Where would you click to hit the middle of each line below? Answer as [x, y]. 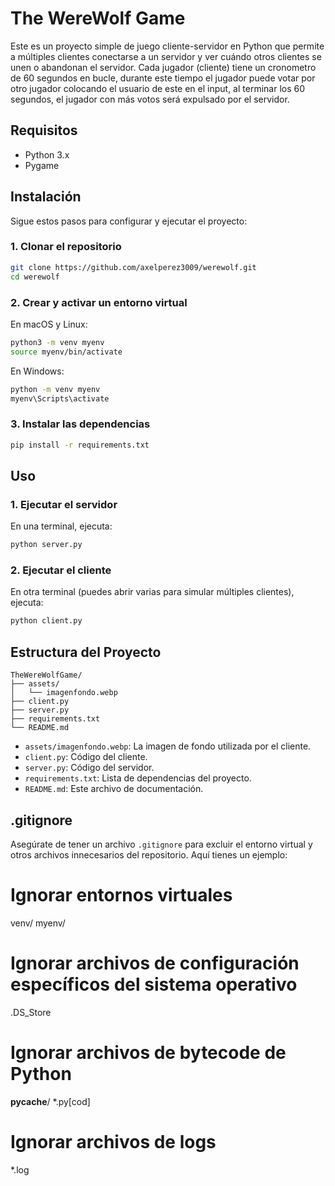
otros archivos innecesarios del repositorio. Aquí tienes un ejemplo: [149, 854]
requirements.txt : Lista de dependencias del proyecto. [138, 778]
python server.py [46, 545]
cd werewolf [35, 277]
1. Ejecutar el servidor [64, 504]
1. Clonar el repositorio [66, 247]
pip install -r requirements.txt [80, 445]
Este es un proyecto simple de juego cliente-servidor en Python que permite [167, 46]
